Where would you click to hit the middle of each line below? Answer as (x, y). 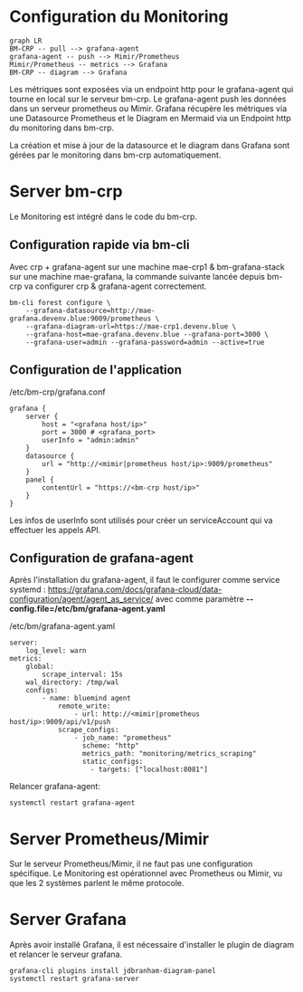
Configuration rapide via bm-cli (99, 245)
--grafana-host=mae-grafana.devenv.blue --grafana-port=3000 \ (147, 334)
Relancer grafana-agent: (55, 787)
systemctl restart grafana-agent (72, 803)
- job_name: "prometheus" (123, 738)
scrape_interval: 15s (83, 675)
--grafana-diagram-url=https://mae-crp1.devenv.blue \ (131, 326)
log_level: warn (57, 651)
